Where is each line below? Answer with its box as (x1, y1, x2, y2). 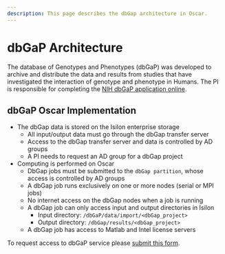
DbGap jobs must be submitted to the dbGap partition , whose (27, 167, 204, 175)
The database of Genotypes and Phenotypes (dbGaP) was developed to (7, 63, 212, 71)
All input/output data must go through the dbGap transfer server (27, 130, 209, 139)
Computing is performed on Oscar (17, 159, 115, 168)
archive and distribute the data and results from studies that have (7, 70, 193, 78)
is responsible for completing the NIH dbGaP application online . (7, 84, 187, 93)
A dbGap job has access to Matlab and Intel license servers (27, 226, 196, 234)
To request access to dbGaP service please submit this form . (7, 239, 180, 247)
